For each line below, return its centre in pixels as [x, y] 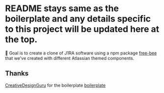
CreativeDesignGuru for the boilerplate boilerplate [56, 85]
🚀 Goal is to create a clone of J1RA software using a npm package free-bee [81, 53]
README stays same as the [62, 9]
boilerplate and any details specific [78, 19]
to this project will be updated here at [82, 29]
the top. [21, 40]
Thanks [17, 74]
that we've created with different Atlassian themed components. [70, 58]
